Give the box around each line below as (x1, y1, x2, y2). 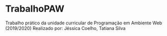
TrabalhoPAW (5, 3, 65, 15)
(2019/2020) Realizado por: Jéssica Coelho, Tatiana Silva (5, 25, 126, 31)
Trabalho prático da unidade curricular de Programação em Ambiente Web (5, 20, 162, 26)
